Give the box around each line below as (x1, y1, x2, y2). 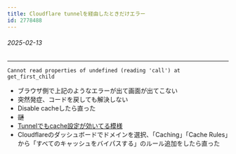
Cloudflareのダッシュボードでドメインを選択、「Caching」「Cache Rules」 (17, 130, 228, 139)
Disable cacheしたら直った (17, 103, 96, 113)
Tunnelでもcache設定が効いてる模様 (17, 121, 123, 130)
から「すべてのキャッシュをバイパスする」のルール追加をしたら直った (17, 139, 220, 148)
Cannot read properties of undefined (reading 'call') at (7, 67, 181, 74)
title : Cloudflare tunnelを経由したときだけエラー (7, 10, 146, 18)
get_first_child (7, 73, 55, 80)
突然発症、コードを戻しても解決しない (17, 95, 129, 103)
